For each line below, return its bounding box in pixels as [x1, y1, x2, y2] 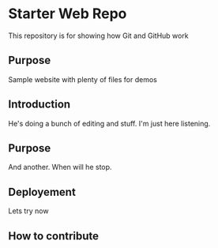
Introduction [8, 98, 71, 111]
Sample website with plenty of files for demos [8, 74, 158, 84]
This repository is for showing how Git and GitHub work [8, 31, 189, 40]
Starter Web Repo [8, 5, 127, 23]
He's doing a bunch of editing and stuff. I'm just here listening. [8, 118, 211, 128]
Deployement [8, 185, 77, 198]
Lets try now [8, 206, 49, 216]
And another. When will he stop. [8, 163, 112, 172]
